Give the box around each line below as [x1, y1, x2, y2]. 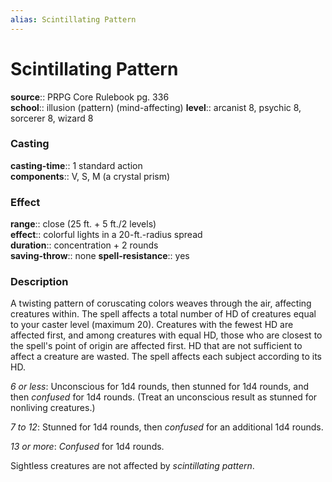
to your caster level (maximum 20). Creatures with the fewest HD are [10, 319, 294, 331]
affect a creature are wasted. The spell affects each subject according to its [10, 351, 322, 363]
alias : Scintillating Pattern [10, 14, 137, 25]
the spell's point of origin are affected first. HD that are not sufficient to [10, 340, 303, 352]
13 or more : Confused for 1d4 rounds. [10, 441, 165, 453]
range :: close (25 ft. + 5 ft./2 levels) [10, 218, 157, 230]
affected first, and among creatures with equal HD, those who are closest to [10, 329, 323, 341]
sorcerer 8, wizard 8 [10, 112, 94, 124]
